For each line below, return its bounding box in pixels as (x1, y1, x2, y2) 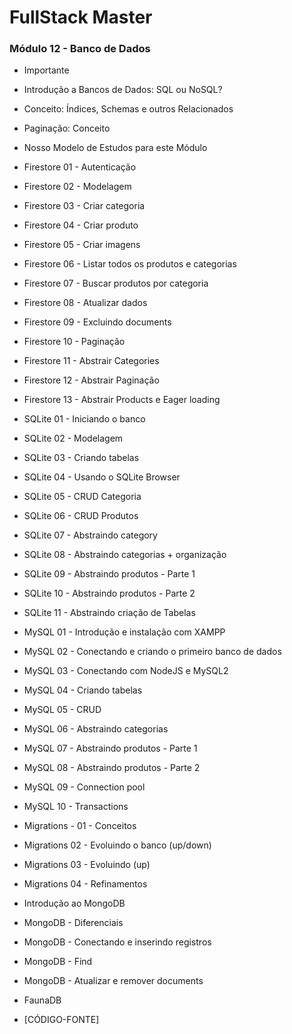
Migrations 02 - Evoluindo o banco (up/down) (23, 839, 212, 851)
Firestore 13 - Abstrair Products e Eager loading (23, 394, 221, 406)
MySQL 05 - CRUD (23, 704, 102, 716)
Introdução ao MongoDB (23, 897, 126, 910)
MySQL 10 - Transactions (23, 801, 129, 813)
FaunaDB (23, 994, 62, 1006)
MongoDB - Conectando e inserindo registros (23, 936, 212, 948)
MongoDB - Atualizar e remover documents (23, 975, 204, 987)
